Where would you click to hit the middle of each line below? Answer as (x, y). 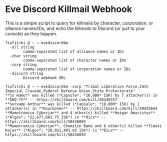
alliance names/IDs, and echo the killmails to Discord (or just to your (75, 28)
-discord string (26, 73)
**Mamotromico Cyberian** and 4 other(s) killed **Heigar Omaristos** (80, 113)
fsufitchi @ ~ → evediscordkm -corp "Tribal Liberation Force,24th (77, 86)
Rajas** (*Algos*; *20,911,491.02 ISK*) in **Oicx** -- (64, 130)
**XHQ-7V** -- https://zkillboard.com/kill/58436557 (61, 99)
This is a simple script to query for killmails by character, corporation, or (79, 23)
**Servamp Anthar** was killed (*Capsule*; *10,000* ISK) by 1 (72, 104)
